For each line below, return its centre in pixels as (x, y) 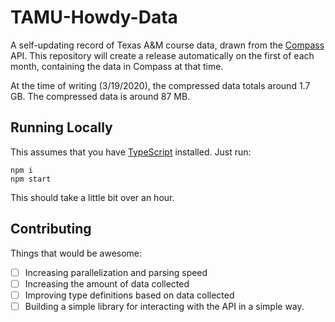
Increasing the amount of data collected (107, 283)
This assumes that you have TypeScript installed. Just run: (131, 152)
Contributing (51, 229)
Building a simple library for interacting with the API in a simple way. (164, 306)
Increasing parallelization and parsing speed (116, 272)
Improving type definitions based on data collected (129, 295)
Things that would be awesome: (76, 253)
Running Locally (61, 127)
